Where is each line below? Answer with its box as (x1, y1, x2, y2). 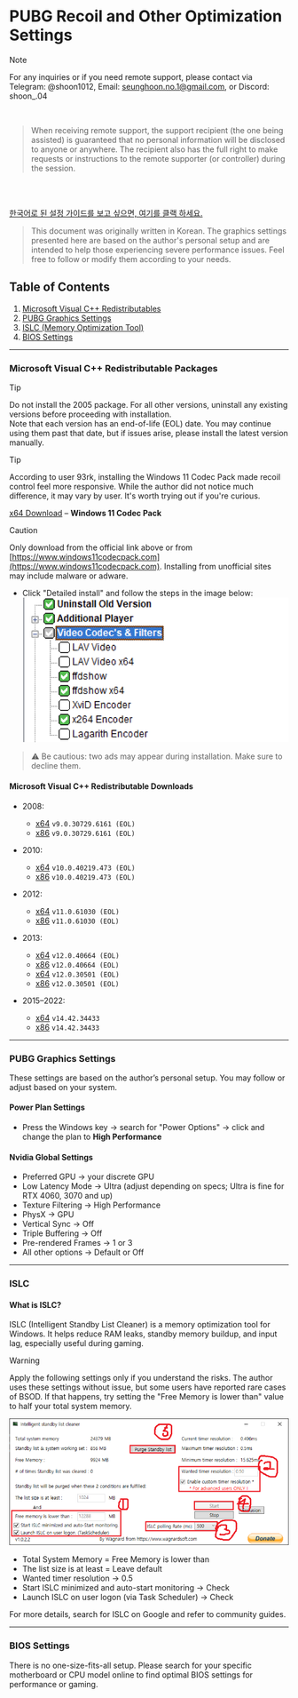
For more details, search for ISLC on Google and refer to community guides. (9, 1609, 286, 1620)
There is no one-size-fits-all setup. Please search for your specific (9, 1660, 253, 1670)
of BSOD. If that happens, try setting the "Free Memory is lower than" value (9, 1391, 284, 1402)
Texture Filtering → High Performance (21, 1200, 161, 1210)
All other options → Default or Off (21, 1247, 145, 1258)
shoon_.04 (9, 91, 48, 101)
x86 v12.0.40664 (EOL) (35, 959, 120, 969)
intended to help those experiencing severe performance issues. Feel (30, 244, 286, 255)
